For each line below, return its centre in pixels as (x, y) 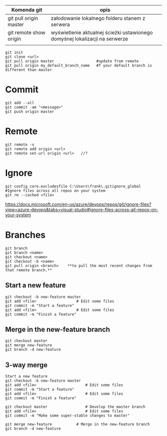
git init (14, 52)
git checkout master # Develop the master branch (75, 407)
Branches (25, 235)
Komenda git (27, 10)
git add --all (20, 103)
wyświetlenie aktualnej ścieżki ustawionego (102, 33)
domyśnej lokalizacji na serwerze (89, 39)
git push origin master (30, 112)
